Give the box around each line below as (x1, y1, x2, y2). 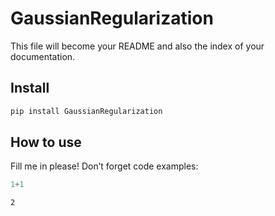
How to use (10, 134, 82, 151)
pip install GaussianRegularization (10, 106, 163, 116)
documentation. (10, 50, 76, 62)
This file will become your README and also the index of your (10, 40, 265, 52)
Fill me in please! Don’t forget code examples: (10, 160, 199, 172)
